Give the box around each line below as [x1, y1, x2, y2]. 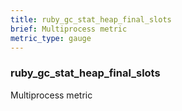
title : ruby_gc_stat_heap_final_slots [10, 14, 172, 25]
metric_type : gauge [10, 33, 92, 43]
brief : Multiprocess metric [10, 24, 128, 34]
